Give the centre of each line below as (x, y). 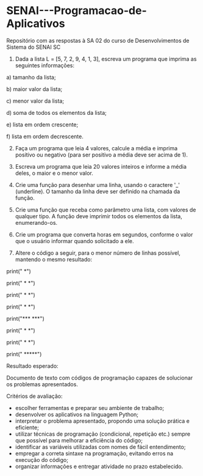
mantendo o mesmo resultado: (54, 259)
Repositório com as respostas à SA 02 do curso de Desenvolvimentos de (98, 40)
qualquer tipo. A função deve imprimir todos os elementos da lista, (99, 216)
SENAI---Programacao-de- (77, 11)
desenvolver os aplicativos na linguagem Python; (77, 414)
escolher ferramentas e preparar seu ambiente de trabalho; (90, 408)
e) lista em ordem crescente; (42, 124)
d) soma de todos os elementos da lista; (56, 112)
